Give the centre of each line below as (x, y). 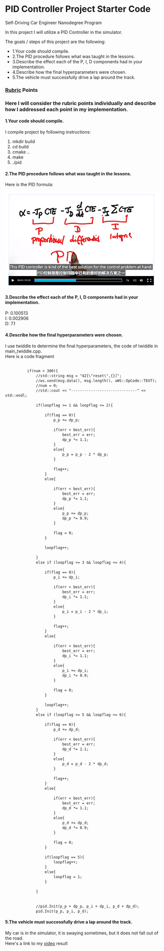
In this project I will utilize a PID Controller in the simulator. (64, 32)
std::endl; (16, 395)
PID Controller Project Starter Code (78, 9)
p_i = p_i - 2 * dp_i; (85, 612)
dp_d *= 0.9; (76, 828)
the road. (14, 938)
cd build (20, 146)
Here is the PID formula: (29, 185)
